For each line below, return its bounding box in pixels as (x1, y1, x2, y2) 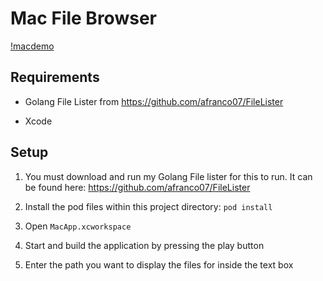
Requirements (10, 69, 100, 86)
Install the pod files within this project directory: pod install (24, 200, 273, 212)
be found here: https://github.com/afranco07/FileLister (24, 181, 251, 193)
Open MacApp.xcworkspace (24, 220, 132, 232)
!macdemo (10, 40, 55, 52)
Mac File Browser (10, 7, 157, 30)
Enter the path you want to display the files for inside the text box (24, 258, 294, 271)
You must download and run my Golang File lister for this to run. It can (24, 170, 313, 182)
